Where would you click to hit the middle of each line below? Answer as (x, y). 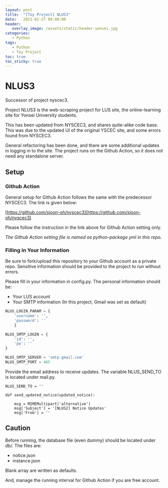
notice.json (24, 455)
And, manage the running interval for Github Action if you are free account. (83, 480)
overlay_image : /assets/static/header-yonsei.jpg (65, 29)
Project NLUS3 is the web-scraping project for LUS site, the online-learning (83, 110)
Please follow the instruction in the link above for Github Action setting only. (83, 227)
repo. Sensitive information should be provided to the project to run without (83, 267)
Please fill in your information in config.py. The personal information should (83, 282)
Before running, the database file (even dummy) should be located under (80, 440)
